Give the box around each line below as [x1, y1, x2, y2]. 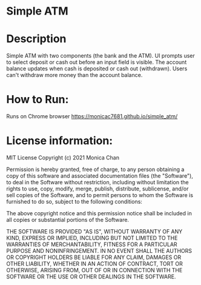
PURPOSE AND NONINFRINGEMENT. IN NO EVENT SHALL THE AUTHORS [6, 247, 193, 254]
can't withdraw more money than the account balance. [6, 72, 143, 79]
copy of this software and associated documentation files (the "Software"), [6, 172, 194, 179]
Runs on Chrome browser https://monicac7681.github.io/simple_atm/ [6, 113, 178, 120]
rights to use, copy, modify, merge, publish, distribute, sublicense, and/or [6, 185, 189, 192]
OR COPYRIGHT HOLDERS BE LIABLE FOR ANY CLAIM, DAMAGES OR [6, 253, 182, 261]
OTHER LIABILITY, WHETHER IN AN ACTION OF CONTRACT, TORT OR [6, 260, 183, 267]
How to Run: [6, 93, 69, 107]
